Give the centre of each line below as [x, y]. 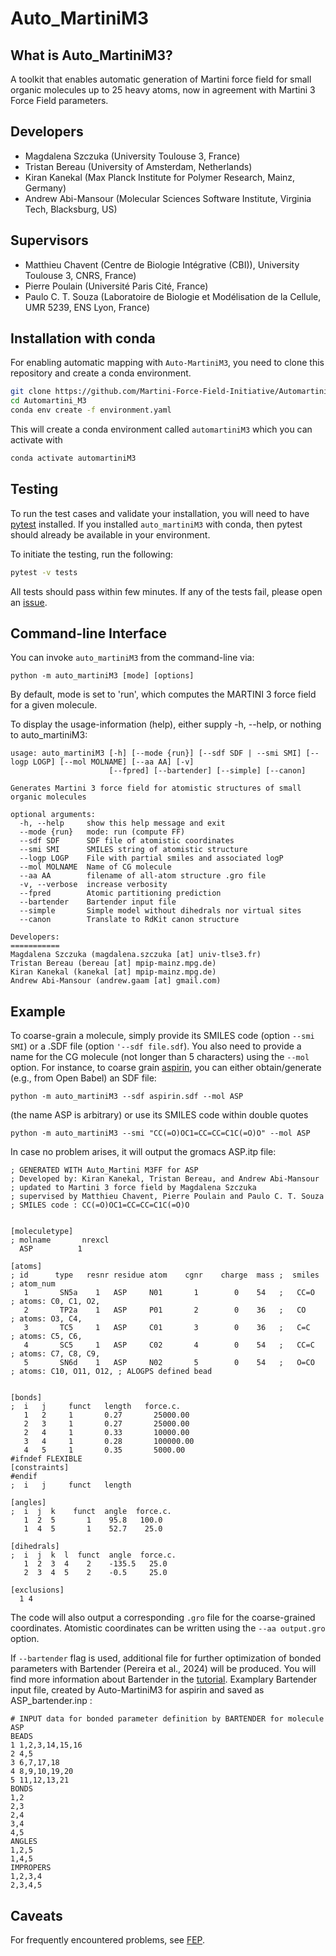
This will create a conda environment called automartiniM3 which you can [161, 429]
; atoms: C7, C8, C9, [55, 1354]
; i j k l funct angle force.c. [93, 1555]
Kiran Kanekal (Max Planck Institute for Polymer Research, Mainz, [160, 177]
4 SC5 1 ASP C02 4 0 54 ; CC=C [169, 1345]
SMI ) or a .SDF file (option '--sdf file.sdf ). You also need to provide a [156, 1046]
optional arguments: [53, 815]
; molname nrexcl [60, 1240]
